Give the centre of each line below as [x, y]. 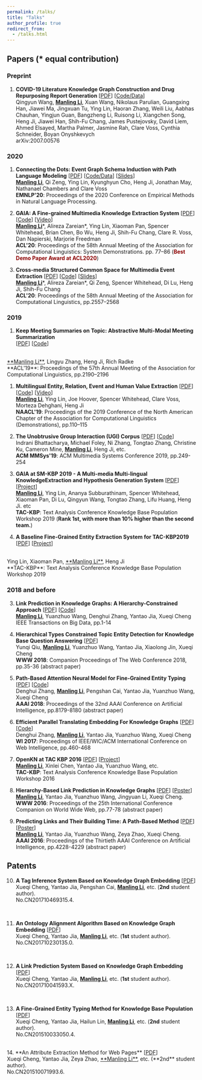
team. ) [24, 525]
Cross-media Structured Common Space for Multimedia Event [95, 270]
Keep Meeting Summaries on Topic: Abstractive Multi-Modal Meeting [104, 331]
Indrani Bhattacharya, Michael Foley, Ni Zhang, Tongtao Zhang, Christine [106, 443]
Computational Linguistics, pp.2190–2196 [58, 375]
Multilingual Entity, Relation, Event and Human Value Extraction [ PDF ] [104, 386]
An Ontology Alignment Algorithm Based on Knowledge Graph [95, 923]
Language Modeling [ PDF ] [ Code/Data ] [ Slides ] [75, 176]
